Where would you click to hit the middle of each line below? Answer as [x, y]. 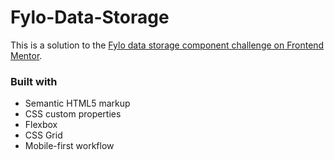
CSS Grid [43, 135]
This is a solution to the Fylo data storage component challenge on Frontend [167, 45]
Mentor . [26, 55]
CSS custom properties [73, 114]
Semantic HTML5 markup [77, 103]
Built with [34, 81]
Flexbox [41, 125]
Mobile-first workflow [69, 146]
